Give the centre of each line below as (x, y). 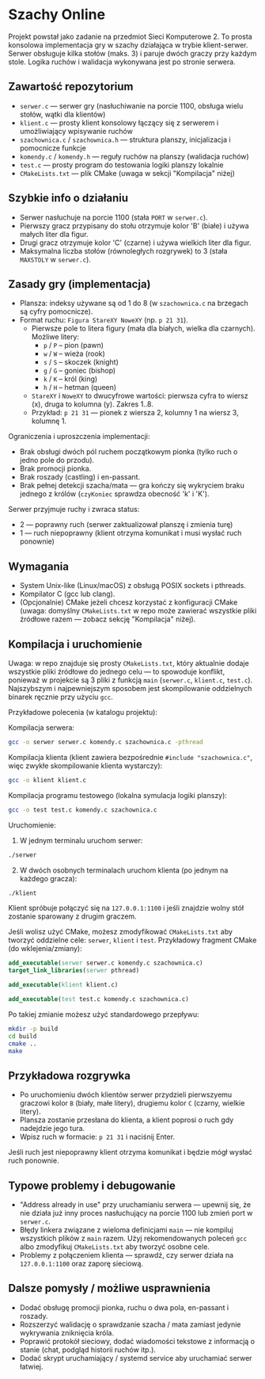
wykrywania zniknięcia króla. (67, 1332)
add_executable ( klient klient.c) (63, 985)
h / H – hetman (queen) (80, 388)
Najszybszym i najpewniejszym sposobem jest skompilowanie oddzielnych (130, 688)
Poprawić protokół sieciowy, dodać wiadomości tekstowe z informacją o (137, 1341)
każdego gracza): (48, 878)
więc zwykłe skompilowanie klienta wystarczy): (85, 766)
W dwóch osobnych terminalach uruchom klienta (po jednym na (124, 870)
